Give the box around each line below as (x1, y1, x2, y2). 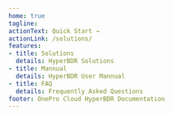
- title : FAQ (8, 79, 53, 87)
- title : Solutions (8, 49, 75, 57)
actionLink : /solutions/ (8, 34, 93, 43)
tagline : (8, 19, 38, 28)
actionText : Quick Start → (8, 27, 100, 35)
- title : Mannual (8, 65, 67, 73)
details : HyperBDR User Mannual (15, 72, 126, 80)
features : (8, 42, 42, 50)
